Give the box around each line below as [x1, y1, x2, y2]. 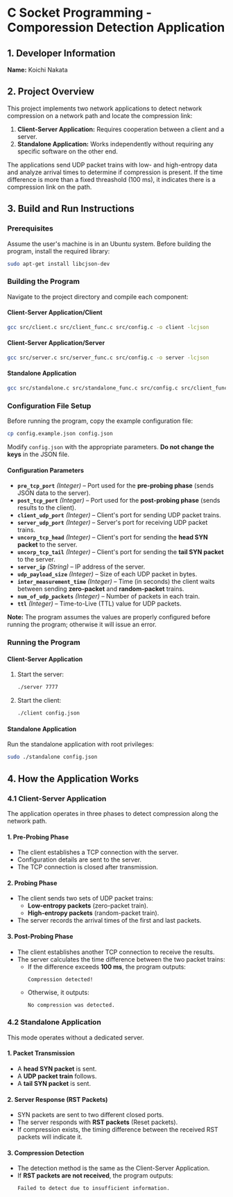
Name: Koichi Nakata [7, 66, 68, 74]
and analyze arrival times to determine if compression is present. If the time [7, 168, 223, 176]
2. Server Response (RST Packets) [7, 1095, 108, 1103]
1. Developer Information [7, 47, 116, 59]
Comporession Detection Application [7, 19, 225, 35]
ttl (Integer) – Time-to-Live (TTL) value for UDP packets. [17, 599, 182, 608]
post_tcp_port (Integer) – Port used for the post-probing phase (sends [17, 496, 221, 505]
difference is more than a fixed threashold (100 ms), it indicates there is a [7, 175, 216, 183]
